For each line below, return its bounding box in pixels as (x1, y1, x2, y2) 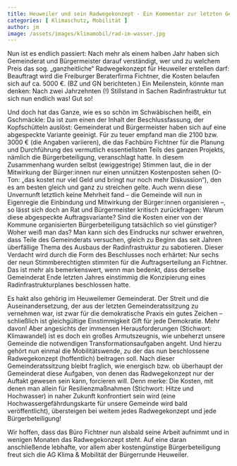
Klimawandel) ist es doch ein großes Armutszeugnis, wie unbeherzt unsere (7, 332, 226, 340)
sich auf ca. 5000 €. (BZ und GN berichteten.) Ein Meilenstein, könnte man (7, 79, 224, 88)
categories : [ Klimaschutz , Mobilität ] (7, 17, 128, 24)
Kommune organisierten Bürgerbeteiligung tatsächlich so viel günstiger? (7, 220, 217, 229)
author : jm (7, 23, 39, 30)
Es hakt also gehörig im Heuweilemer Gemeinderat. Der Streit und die (7, 294, 209, 303)
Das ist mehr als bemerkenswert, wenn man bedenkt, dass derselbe (7, 265, 205, 274)
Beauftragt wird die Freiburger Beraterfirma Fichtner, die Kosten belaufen (7, 72, 220, 80)
